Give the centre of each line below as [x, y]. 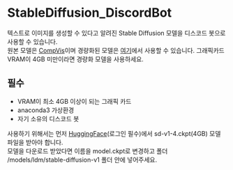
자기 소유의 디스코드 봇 [48, 118]
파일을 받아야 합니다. [35, 142]
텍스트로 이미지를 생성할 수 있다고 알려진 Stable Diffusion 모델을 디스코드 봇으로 [116, 33]
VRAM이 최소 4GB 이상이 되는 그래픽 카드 [74, 101]
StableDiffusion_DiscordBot [90, 13]
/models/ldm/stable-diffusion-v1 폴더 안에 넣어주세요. [82, 160]
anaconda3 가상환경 [46, 110]
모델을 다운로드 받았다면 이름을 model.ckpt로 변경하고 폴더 [88, 150]
